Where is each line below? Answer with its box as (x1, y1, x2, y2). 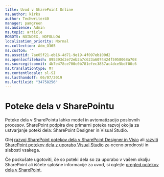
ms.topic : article (5, 30, 43, 35)
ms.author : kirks (5, 12, 41, 17)
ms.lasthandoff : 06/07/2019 (5, 75, 63, 80)
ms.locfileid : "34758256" (5, 79, 58, 84)
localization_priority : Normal (5, 39, 69, 44)
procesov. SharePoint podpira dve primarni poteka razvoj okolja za (5, 122, 140, 128)
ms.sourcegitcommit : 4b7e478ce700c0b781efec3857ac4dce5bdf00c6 (5, 61, 137, 66)
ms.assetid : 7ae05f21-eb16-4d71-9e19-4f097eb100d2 (5, 52, 111, 58)
